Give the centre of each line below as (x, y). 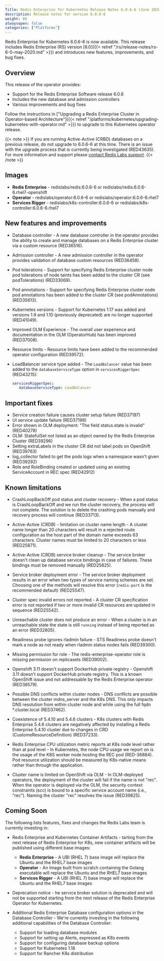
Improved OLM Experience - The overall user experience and (73, 329)
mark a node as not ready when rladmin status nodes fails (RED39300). (84, 645)
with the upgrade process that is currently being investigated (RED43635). (80, 149)
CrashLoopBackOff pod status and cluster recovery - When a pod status (85, 499)
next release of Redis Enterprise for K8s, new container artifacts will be (83, 842)
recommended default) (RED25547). (49, 590)
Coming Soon (26, 811)
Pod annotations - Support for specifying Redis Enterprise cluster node (83, 289)
